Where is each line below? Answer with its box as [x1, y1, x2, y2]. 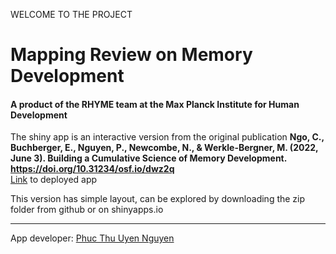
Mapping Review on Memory [10, 44, 253, 66]
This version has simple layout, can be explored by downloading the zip [10, 193, 306, 205]
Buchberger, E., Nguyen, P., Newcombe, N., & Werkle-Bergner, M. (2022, [10, 142, 319, 154]
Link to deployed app [10, 174, 98, 186]
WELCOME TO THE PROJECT [10, 9, 133, 20]
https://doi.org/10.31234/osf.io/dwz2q [10, 163, 175, 175]
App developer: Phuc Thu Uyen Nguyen [10, 232, 175, 244]
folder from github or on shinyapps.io [10, 204, 164, 216]
